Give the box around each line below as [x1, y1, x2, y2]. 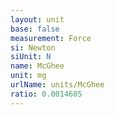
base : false [10, 24, 60, 34]
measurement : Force [10, 33, 92, 43]
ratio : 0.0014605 [10, 89, 83, 99]
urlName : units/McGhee [10, 80, 105, 90]
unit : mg [10, 71, 47, 81]
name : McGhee [10, 61, 65, 71]
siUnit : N [10, 52, 52, 62]
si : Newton [10, 42, 56, 53]
